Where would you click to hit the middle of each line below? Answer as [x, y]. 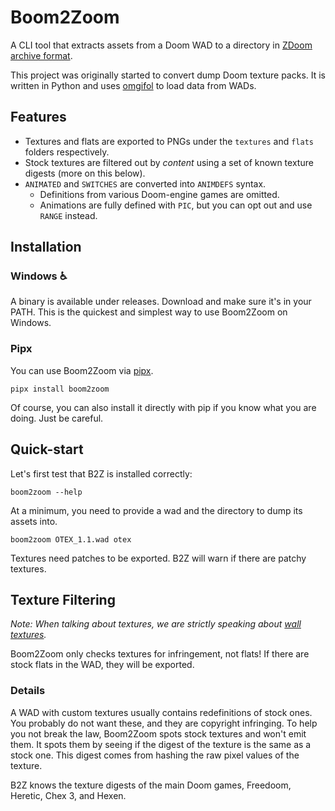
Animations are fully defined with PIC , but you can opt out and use [176, 205]
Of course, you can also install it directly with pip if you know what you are [163, 407]
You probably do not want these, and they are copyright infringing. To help [164, 723]
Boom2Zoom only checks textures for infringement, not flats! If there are [160, 654]
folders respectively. [67, 152]
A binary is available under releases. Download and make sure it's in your [161, 302]
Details [28, 691]
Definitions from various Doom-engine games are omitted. [159, 194]
